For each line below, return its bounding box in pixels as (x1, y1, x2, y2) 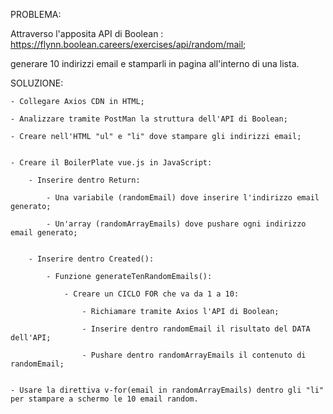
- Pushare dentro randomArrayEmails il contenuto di (81, 350, 307, 360)
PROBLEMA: (10, 9, 62, 20)
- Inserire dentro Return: (28, 175, 141, 185)
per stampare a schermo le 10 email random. (10, 394, 199, 404)
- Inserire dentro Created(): (28, 254, 155, 264)
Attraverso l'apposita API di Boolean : (10, 28, 164, 39)
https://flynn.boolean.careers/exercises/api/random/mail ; (10, 39, 247, 50)
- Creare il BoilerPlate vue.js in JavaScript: (10, 158, 213, 168)
